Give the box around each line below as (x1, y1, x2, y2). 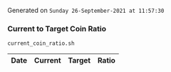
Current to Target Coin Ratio (7, 24, 107, 34)
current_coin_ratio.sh (7, 40, 75, 47)
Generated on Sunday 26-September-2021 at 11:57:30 (7, 6, 165, 14)
